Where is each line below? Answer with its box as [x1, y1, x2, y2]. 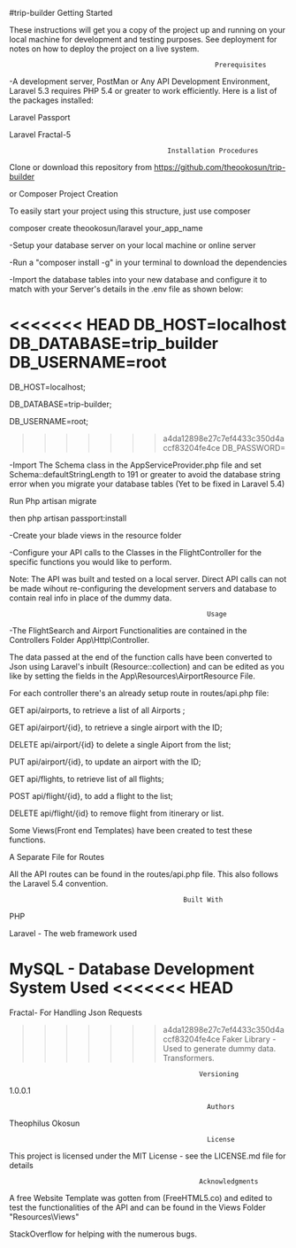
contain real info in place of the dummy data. [9, 593, 172, 603]
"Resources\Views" [9, 1211, 80, 1221]
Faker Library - [222, 1034, 277, 1044]
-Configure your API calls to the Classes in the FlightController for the [9, 546, 262, 557]
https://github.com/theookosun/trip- [154, 162, 286, 172]
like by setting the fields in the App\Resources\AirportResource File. [9, 671, 256, 681]
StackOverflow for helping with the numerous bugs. [9, 1229, 197, 1239]
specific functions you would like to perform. [9, 556, 172, 567]
